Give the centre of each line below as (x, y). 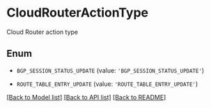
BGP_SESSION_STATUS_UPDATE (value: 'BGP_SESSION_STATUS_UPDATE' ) (110, 70)
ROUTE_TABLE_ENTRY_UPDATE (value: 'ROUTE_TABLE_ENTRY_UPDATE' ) (107, 84)
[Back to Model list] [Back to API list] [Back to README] (86, 97)
